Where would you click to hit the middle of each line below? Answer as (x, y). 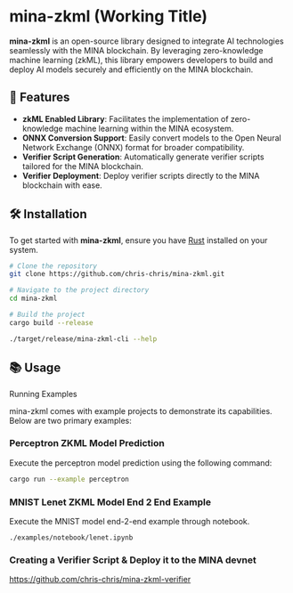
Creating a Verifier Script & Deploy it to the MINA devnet (133, 560)
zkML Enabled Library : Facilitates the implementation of (125, 118)
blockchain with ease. (62, 185)
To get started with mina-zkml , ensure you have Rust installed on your (138, 240)
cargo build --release (51, 322)
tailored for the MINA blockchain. (83, 166)
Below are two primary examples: (70, 420)
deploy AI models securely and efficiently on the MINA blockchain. (131, 69)
